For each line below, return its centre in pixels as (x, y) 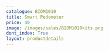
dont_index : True (27, 33)
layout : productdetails (35, 39)
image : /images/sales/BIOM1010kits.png (55, 28)
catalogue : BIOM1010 (31, 11)
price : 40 (18, 22)
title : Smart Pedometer (35, 17)
